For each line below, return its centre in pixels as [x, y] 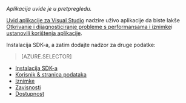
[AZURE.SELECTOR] [46, 56]
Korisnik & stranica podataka [51, 74]
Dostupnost [29, 94]
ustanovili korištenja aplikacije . [45, 33]
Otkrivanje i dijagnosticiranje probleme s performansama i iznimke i [89, 27]
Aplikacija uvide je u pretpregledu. [49, 9]
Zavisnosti [28, 87]
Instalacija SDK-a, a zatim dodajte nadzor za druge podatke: [81, 45]
